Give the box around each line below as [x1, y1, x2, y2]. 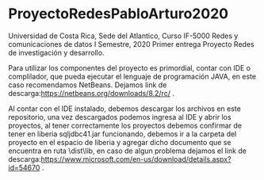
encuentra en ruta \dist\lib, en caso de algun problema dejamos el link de [8, 146, 247, 155]
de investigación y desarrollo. [8, 48, 105, 57]
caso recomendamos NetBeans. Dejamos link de [8, 80, 167, 90]
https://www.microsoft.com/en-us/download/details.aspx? [40, 154, 231, 163]
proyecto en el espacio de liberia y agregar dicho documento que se [8, 137, 231, 147]
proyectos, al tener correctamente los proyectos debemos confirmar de [8, 121, 242, 130]
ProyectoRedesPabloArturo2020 [8, 5, 228, 23]
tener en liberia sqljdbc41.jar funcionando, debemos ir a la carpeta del [8, 128, 237, 139]
